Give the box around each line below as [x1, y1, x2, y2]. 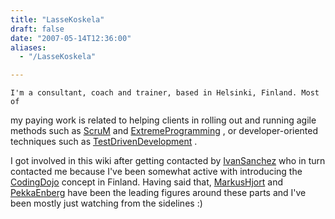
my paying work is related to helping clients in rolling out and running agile [10, 114, 317, 126]
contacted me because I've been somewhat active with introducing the [10, 166, 303, 178]
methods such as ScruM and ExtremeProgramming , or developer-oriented [10, 125, 319, 137]
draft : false [10, 24, 65, 34]
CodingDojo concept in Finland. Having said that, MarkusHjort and [10, 176, 283, 188]
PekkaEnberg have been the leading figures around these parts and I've [10, 187, 307, 199]
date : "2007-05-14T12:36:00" [10, 33, 132, 43]
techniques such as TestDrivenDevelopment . [10, 136, 198, 148]
